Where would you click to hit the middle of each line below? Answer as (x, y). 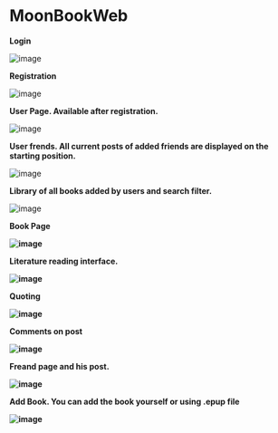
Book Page (30, 226)
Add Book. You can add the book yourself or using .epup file (125, 401)
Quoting (25, 296)
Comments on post (46, 331)
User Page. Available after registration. (84, 111)
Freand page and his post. (60, 366)
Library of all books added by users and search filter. (111, 190)
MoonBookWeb (69, 16)
